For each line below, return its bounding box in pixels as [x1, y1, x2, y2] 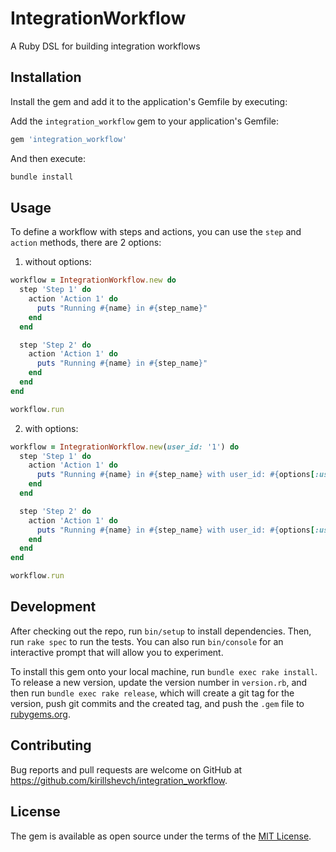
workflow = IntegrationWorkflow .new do [10, 275, 177, 286]
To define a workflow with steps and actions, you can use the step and [10, 226, 302, 238]
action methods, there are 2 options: [10, 237, 162, 249]
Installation [10, 69, 82, 86]
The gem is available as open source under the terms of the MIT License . [10, 830, 312, 842]
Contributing [10, 737, 92, 754]
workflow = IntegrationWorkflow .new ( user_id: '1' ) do [10, 442, 240, 452]
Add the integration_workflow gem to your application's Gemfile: [10, 115, 280, 127]
